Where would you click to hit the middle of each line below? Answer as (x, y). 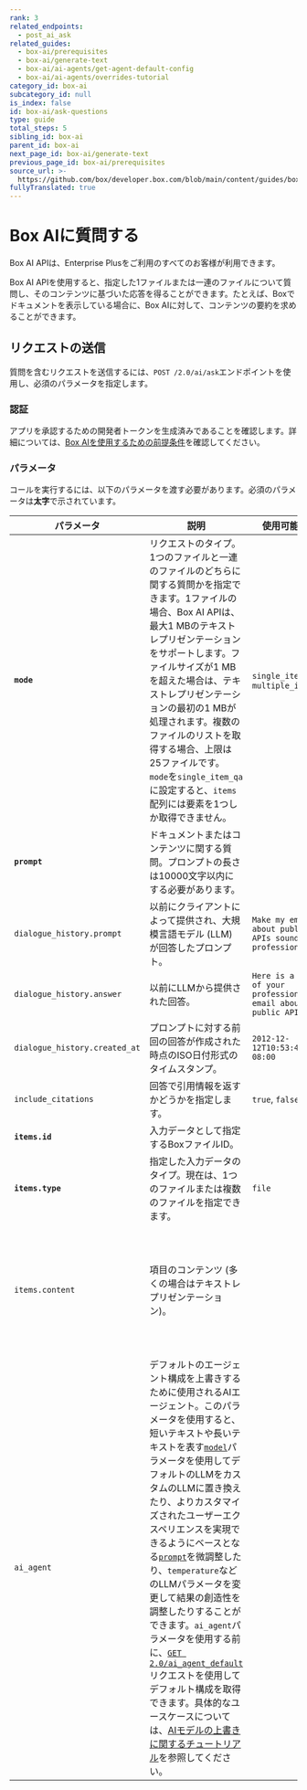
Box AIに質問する (74, 236)
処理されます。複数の (195, 722)
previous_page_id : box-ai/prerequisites (88, 162)
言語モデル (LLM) (196, 935)
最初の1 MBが (206, 708)
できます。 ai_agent (191, 1626)
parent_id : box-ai (44, 145)
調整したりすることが (195, 1612)
